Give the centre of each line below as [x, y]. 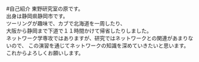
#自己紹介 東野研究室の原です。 [45, 9]
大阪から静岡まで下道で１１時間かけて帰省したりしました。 [79, 31]
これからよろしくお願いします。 [45, 53]
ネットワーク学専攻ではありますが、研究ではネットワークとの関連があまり [97, 38]
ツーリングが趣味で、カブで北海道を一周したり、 [66, 23]
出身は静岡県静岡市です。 [37, 16]
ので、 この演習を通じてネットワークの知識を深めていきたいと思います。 [100, 45]
